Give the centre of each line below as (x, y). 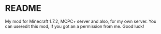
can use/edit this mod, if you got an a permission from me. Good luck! (74, 26)
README (23, 8)
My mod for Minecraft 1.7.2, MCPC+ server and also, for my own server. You (81, 21)
